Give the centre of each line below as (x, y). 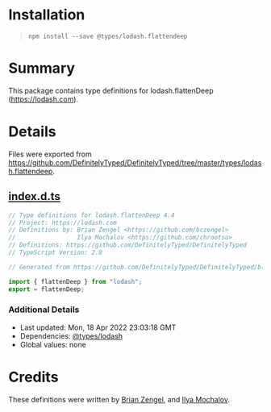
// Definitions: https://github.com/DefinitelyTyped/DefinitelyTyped (128, 245)
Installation (47, 15)
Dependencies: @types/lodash (71, 335)
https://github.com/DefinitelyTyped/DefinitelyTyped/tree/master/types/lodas (135, 162)
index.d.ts (34, 196)
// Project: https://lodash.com (63, 223)
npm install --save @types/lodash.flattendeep (108, 36)
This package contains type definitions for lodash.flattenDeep (111, 90)
